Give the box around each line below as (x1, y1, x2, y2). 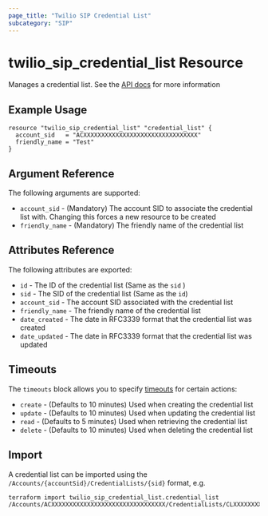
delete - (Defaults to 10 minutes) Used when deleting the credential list (19, 425, 254, 435)
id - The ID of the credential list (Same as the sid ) (19, 280, 186, 290)
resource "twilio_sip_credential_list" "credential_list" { (8, 125, 213, 133)
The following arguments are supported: (8, 189, 141, 198)
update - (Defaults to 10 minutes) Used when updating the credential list (19, 408, 256, 418)
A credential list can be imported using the (8, 469, 148, 479)
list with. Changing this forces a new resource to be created (19, 212, 217, 222)
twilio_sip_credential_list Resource (8, 54, 243, 72)
